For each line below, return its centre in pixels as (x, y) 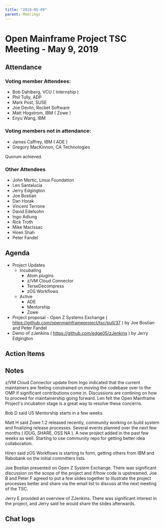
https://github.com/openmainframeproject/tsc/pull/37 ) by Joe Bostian (83, 322)
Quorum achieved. (24, 156)
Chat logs (20, 519)
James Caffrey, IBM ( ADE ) (40, 141)
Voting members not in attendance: (48, 131)
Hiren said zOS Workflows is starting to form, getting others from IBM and (80, 453)
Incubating (30, 270)
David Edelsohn (28, 211)
